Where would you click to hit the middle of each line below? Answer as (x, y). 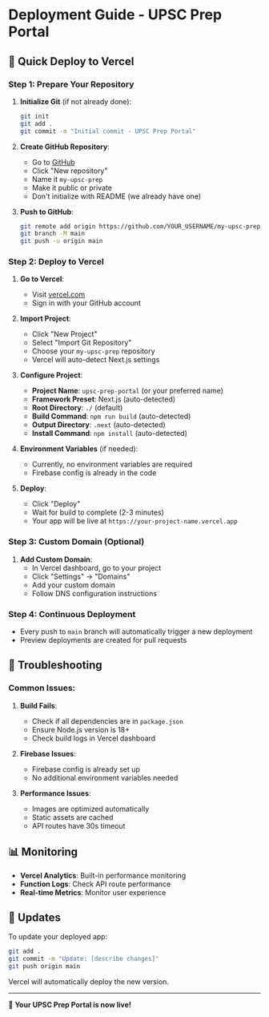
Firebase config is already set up (86, 769)
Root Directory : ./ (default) (77, 408)
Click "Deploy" (56, 504)
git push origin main (44, 967)
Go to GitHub (53, 162)
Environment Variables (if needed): (79, 449)
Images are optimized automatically (90, 809)
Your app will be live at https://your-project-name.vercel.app (134, 521)
